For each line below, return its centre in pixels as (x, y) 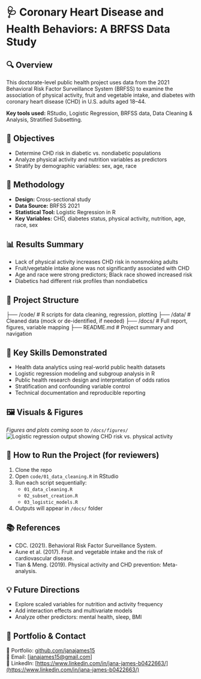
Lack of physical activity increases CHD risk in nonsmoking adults (96, 262)
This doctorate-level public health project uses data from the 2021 (88, 82)
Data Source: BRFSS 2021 (47, 205)
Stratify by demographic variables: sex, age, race (76, 166)
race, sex (26, 225)
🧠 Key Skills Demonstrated (57, 352)
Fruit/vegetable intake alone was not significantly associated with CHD (102, 268)
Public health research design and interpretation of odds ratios (92, 380)
